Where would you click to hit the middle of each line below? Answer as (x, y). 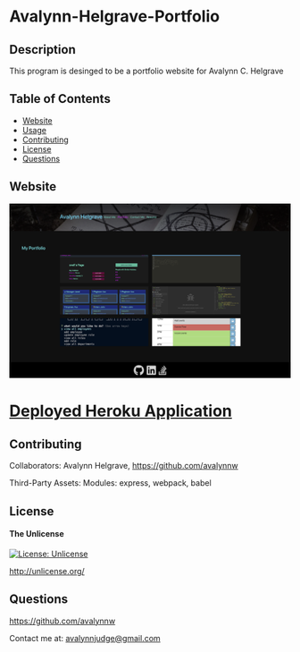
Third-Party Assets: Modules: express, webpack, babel (110, 483)
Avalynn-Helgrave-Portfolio (115, 17)
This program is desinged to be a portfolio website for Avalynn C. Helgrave (146, 71)
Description (42, 50)
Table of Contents (60, 99)
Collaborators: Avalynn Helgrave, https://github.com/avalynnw (124, 466)
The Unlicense (37, 534)
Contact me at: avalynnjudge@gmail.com (85, 638)
